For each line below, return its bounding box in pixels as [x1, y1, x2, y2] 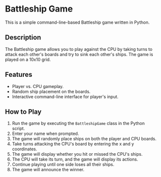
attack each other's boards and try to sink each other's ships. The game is [5, 51, 153, 57]
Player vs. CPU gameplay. [12, 83, 64, 89]
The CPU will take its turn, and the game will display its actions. [12, 156, 138, 162]
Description [5, 33, 41, 42]
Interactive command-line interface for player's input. [12, 93, 118, 100]
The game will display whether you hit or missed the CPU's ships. [12, 151, 143, 157]
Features [5, 71, 32, 79]
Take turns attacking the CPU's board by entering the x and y [12, 141, 134, 147]
